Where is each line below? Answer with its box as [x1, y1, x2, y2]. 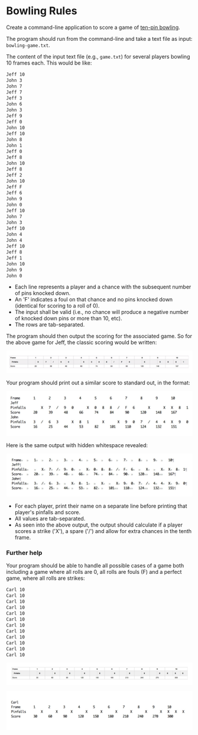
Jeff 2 [6, 172, 22, 178]
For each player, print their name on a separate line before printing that [14, 502, 187, 509]
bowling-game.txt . [6, 41, 50, 49]
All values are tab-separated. [14, 515, 86, 522]
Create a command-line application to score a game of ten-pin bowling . [6, 24, 180, 31]
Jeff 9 [6, 113, 22, 119]
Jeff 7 [6, 89, 22, 95]
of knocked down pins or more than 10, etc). [14, 314, 122, 322]
